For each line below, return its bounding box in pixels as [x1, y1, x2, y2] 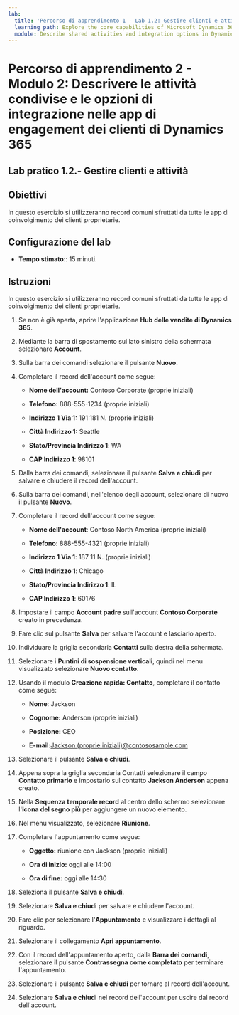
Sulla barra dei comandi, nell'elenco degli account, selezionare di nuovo [18, 490, 229, 499]
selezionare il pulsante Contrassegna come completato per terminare [18, 958, 224, 967]
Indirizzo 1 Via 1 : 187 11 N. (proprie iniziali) [28, 553, 151, 562]
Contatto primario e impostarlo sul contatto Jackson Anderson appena [18, 777, 229, 785]
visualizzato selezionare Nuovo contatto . [18, 665, 139, 673]
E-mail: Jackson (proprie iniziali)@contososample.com [28, 741, 188, 750]
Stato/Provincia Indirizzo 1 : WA [28, 441, 122, 450]
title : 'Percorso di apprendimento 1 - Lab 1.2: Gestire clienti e [14, 17, 218, 24]
